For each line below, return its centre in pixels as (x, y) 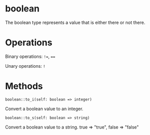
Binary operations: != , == (30, 56)
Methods (24, 86)
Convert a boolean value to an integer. (44, 109)
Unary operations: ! (25, 66)
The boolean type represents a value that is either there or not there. (75, 22)
